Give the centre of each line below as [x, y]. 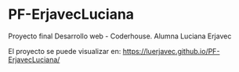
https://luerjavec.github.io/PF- [171, 51]
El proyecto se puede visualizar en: [65, 51]
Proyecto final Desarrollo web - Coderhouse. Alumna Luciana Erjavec [120, 36]
